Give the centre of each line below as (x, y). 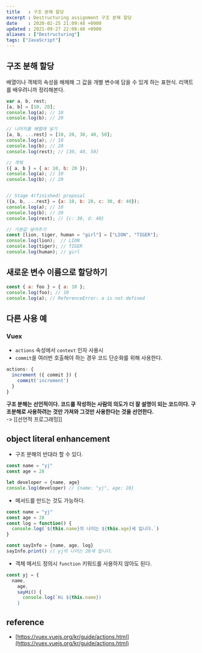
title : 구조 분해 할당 (35, 12)
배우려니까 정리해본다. (39, 89)
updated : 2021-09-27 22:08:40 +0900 (54, 29)
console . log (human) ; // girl (43, 252)
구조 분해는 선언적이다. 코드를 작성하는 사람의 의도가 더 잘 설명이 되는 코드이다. (98, 404)
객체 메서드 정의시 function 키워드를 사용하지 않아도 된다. (83, 563)
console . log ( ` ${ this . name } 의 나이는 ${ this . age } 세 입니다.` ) (86, 529)
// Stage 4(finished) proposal (46, 196)
